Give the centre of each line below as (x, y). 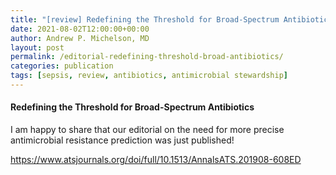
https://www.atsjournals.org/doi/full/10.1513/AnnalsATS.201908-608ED (156, 160)
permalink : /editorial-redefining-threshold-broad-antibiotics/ (147, 57)
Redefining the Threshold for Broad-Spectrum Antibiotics (132, 107)
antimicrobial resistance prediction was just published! (122, 140)
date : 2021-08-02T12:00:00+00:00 (80, 29)
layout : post (37, 47)
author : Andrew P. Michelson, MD (80, 38)
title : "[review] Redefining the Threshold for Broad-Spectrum (145, 19)
